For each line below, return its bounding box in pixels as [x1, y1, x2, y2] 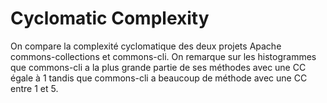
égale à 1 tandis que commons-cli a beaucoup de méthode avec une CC [10, 72, 308, 84]
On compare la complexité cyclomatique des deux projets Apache [10, 40, 282, 52]
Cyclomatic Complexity [10, 7, 210, 30]
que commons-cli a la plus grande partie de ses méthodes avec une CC [10, 61, 307, 73]
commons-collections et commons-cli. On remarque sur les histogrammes [10, 50, 317, 62]
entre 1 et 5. [10, 82, 59, 94]
